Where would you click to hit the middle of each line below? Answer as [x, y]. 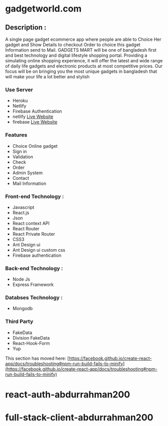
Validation [23, 157]
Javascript [23, 207]
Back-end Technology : [34, 268]
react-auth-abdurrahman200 [68, 394]
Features [16, 135]
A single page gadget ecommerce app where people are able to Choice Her [83, 39]
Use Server [19, 89]
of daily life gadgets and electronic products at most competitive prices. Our [84, 66]
